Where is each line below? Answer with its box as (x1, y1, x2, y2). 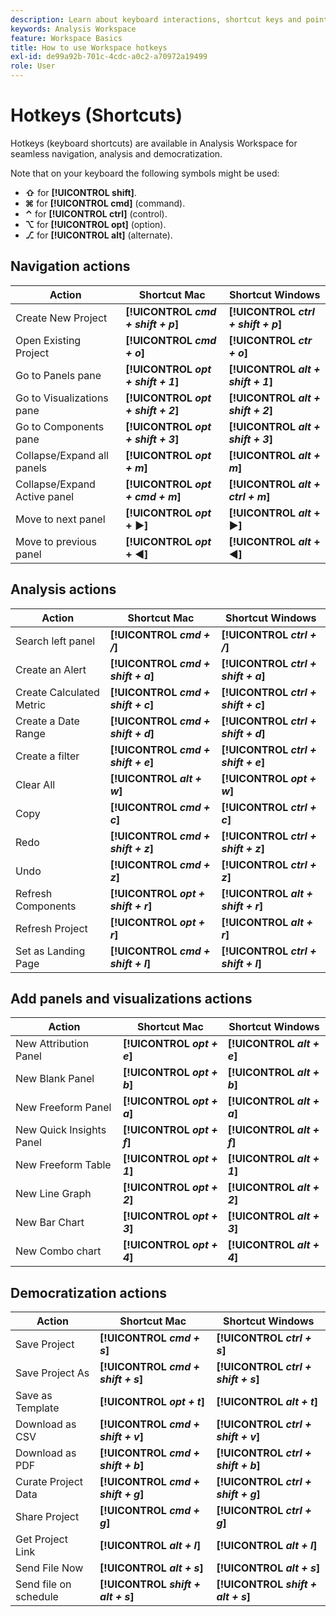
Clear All (15, 777, 56, 791)
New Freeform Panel (15, 1101, 112, 1115)
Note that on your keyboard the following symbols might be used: (10, 167, 280, 179)
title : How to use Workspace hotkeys (10, 42, 168, 53)
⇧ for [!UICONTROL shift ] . (24, 186, 137, 198)
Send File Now (15, 1561, 84, 1575)
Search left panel (15, 634, 96, 648)
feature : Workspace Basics (10, 33, 123, 43)
